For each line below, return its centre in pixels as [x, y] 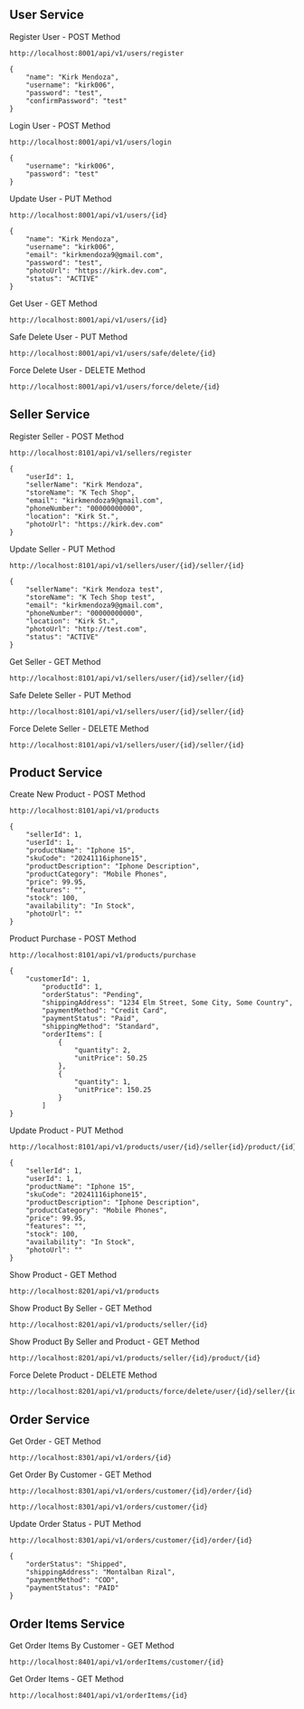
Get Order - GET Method [55, 1441]
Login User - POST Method [60, 125]
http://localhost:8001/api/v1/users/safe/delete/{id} [113, 353]
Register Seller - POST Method [66, 436]
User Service [47, 15]
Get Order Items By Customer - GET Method [92, 1646]
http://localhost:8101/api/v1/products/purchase [103, 955]
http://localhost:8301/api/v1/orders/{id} [90, 1458]
